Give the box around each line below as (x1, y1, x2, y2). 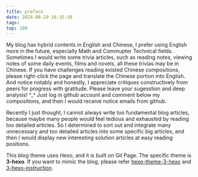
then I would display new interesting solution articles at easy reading (6, 134, 173, 142)
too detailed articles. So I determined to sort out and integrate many (6, 122, 171, 129)
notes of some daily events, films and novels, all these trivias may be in (6, 60, 179, 67)
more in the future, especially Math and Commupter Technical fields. (6, 48, 173, 55)
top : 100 (6, 25, 28, 31)
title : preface (6, 8, 44, 15)
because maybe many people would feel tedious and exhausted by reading (6, 116, 189, 123)
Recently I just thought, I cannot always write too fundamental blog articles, (6, 109, 190, 116)
